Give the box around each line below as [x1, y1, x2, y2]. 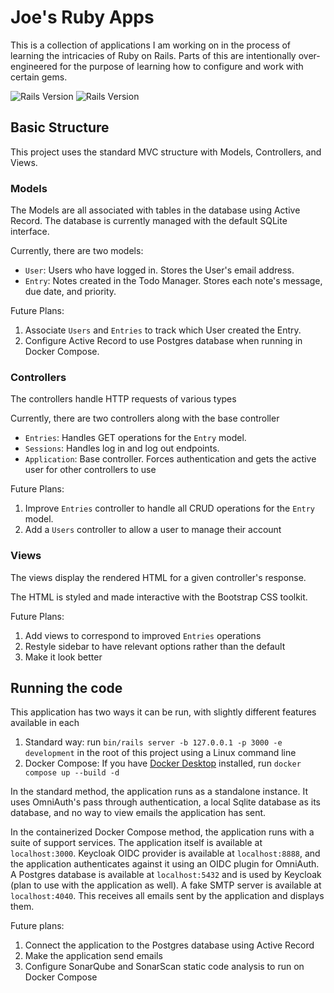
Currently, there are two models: [10, 245, 144, 257]
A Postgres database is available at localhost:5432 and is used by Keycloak [10, 869, 322, 881]
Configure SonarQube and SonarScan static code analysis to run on [24, 961, 305, 973]
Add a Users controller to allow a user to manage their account [24, 524, 282, 536]
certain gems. [10, 71, 68, 83]
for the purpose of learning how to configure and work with [59, 60, 304, 72]
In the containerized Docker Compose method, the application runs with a [10, 826, 315, 838]
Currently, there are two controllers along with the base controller [10, 412, 280, 425]
